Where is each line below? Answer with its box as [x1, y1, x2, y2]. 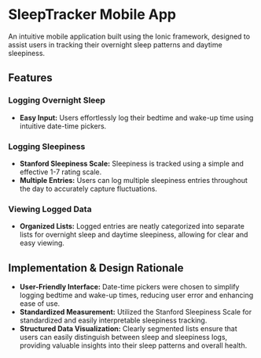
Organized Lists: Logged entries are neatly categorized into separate [19, 222, 245, 231]
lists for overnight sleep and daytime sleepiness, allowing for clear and [19, 230, 248, 240]
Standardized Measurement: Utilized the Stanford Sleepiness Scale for [19, 308, 252, 317]
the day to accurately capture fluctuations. [19, 184, 157, 193]
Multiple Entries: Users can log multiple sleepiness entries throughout [19, 175, 248, 185]
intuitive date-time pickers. [19, 121, 107, 131]
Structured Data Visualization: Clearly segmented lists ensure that [19, 324, 237, 334]
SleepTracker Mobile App [8, 6, 177, 24]
